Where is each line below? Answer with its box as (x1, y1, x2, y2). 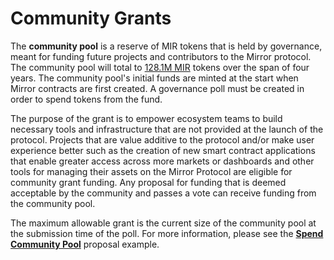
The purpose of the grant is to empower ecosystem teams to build (10, 112, 283, 124)
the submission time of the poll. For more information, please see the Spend (10, 227, 324, 239)
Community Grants (10, 7, 172, 30)
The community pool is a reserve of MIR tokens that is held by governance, (10, 40, 323, 52)
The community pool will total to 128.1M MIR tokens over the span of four (10, 61, 310, 73)
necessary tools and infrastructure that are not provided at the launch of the (10, 123, 324, 135)
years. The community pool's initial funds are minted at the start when (10, 72, 299, 84)
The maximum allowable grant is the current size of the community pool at (10, 217, 317, 229)
